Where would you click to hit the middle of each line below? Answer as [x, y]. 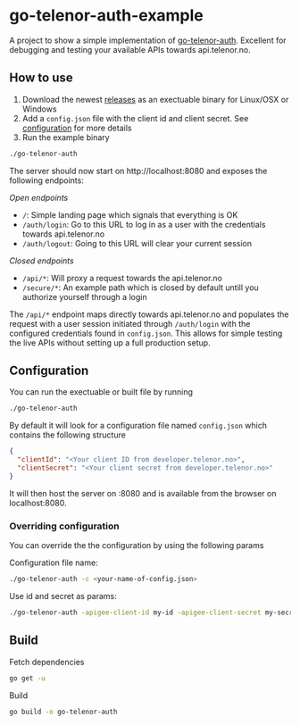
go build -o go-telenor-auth [63, 712]
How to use [41, 78]
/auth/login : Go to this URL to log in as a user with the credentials [144, 224]
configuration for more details [77, 128]
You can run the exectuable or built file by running [101, 392]
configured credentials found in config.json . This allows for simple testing [146, 333]
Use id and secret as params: [63, 596]
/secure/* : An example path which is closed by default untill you [140, 287]
